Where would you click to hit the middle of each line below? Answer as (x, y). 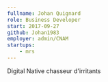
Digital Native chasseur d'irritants (54, 71)
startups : (21, 45)
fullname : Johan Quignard (44, 13)
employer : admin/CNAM (38, 39)
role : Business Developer (44, 20)
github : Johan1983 (33, 32)
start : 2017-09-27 (33, 26)
